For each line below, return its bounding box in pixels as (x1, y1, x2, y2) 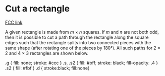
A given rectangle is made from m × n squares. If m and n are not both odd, (5, 29, 159, 35)
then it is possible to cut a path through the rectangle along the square (5, 34, 149, 40)
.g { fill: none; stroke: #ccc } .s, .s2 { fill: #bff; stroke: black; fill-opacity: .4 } (5, 60, 158, 66)
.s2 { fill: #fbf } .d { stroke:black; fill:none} (5, 65, 90, 71)
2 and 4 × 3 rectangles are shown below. (5, 50, 89, 56)
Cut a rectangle (5, 3, 70, 14)
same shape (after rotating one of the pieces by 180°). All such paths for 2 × (5, 45, 161, 51)
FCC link (5, 19, 23, 25)
